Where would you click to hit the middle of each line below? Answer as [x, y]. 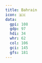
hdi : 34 [18, 34]
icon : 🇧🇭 [16, 15]
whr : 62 [18, 39]
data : [11, 19]
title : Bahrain [21, 10]
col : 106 [19, 43]
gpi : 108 [19, 24]
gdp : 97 [18, 29]
